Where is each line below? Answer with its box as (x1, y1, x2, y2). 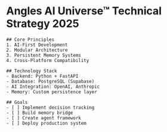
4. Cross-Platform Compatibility (6, 57, 89, 63)
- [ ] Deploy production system (6, 120, 86, 126)
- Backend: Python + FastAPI (6, 73, 79, 79)
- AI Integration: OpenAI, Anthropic (6, 84, 100, 90)
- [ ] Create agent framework (6, 115, 82, 121)
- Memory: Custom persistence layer (6, 88, 97, 95)
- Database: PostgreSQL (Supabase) (6, 78, 95, 84)
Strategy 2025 (6, 17, 79, 30)
